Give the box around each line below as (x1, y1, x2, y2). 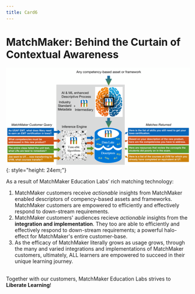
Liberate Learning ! (6, 282, 51, 289)
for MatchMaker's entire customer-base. (30, 233, 128, 240)
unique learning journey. (14, 258, 74, 265)
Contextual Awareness (6, 47, 119, 61)
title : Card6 (6, 9, 38, 15)
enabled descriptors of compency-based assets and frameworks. (14, 196, 172, 203)
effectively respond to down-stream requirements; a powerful (14, 227, 163, 234)
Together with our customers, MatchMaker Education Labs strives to (6, 275, 171, 282)
